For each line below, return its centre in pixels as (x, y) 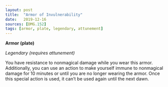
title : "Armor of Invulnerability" (44, 15)
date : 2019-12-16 (26, 19)
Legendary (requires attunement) (40, 53)
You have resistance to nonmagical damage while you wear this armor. (79, 63)
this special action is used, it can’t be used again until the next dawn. (77, 79)
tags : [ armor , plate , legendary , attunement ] (54, 29)
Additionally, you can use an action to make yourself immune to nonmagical (84, 68)
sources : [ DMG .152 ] (26, 24)
